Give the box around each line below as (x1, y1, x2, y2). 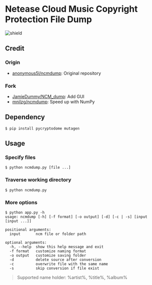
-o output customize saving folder (9, 253, 87, 258)
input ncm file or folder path (9, 232, 87, 236)
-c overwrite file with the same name (9, 261, 109, 267)
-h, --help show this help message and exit (9, 244, 104, 250)
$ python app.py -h (5, 210, 45, 215)
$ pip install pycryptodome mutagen (5, 126, 80, 131)
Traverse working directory (5, 177, 72, 183)
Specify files (5, 154, 36, 161)
